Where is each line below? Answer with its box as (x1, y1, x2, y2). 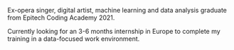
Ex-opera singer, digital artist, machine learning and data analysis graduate (7, 6, 228, 14)
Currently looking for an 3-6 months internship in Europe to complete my (7, 27, 220, 35)
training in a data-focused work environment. (7, 35, 140, 43)
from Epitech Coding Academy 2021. (7, 13, 115, 22)
